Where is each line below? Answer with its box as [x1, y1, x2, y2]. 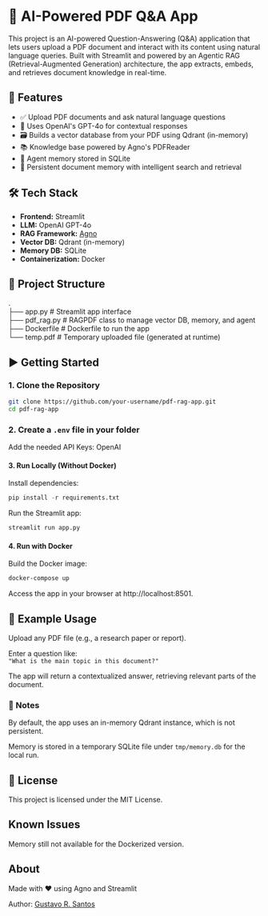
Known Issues [8, 818, 81, 831]
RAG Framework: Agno [19, 228, 98, 238]
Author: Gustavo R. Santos [8, 899, 96, 909]
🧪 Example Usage [8, 612, 98, 626]
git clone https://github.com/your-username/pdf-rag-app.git [8, 398, 217, 406]
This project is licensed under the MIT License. [8, 795, 163, 805]
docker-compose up [8, 574, 70, 582]
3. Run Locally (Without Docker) [8, 460, 118, 470]
